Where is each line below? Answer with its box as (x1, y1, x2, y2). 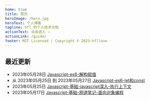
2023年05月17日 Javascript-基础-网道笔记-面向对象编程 (12, 89, 124, 95)
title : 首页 (5, 12, 28, 16)
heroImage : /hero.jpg (5, 16, 49, 21)
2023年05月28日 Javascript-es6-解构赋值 (12, 71, 97, 77)
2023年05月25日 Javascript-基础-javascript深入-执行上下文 (12, 83, 132, 89)
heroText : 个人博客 (5, 20, 42, 26)
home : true (5, 7, 27, 12)
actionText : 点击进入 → (5, 29, 50, 34)
